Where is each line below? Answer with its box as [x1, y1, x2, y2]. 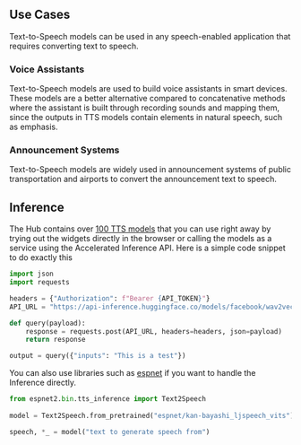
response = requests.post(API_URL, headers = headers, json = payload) [25, 327, 282, 336]
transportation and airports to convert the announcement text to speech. [9, 174, 278, 185]
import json [9, 269, 54, 279]
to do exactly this [9, 252, 73, 263]
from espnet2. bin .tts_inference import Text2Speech [9, 395, 206, 404]
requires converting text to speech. [9, 40, 139, 51]
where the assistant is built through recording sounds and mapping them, [9, 102, 280, 113]
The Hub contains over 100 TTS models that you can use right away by [9, 223, 271, 234]
